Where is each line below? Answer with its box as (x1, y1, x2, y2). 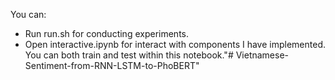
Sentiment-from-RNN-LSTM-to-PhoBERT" (24, 60, 200, 71)
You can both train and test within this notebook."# (24, 49, 234, 61)
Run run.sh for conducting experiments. (24, 28, 189, 39)
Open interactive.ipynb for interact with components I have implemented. (24, 39, 326, 50)
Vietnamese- (235, 49, 290, 61)
